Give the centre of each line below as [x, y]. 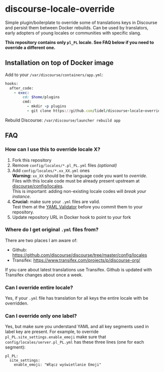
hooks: [12, 83]
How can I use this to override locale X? [53, 149]
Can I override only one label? [41, 316]
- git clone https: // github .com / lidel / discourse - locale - [86, 111]
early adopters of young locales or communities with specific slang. [73, 33]
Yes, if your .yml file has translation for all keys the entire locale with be [77, 298]
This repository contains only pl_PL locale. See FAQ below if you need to [80, 42]
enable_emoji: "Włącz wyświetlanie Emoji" [58, 365]
